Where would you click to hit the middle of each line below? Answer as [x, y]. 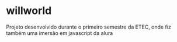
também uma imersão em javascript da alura [60, 33]
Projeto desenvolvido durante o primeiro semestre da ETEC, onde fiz [88, 27]
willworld [29, 11]
